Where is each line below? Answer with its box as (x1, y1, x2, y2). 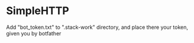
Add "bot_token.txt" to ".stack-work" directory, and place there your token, (6, 24, 188, 31)
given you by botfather (6, 29, 62, 37)
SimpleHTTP (6, 4, 69, 18)
